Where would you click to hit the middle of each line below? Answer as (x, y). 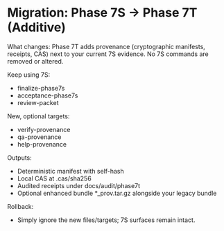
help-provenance (42, 144)
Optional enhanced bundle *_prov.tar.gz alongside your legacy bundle (117, 193)
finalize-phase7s (41, 88)
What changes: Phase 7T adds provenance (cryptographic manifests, (106, 46)
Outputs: (20, 158)
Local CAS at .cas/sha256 (54, 178)
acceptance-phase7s (48, 95)
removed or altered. (35, 61)
